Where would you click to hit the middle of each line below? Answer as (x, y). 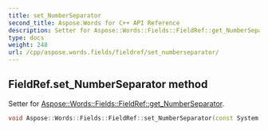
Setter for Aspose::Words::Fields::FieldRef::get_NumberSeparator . (116, 103)
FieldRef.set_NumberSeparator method (108, 84)
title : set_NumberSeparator (55, 15)
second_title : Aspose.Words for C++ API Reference (94, 23)
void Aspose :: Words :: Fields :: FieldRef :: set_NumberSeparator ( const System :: (137, 118)
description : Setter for (49, 30)
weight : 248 (28, 45)
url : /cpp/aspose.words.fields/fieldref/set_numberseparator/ (114, 52)
